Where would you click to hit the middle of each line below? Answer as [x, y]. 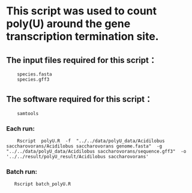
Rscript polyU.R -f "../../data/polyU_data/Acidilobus [91, 141]
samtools [28, 113]
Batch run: [22, 172]
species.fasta [34, 74]
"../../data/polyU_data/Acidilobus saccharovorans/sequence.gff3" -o [96, 152]
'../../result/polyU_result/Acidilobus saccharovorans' [77, 157]
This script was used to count [82, 11]
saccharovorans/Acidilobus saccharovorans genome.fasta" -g [84, 146]
